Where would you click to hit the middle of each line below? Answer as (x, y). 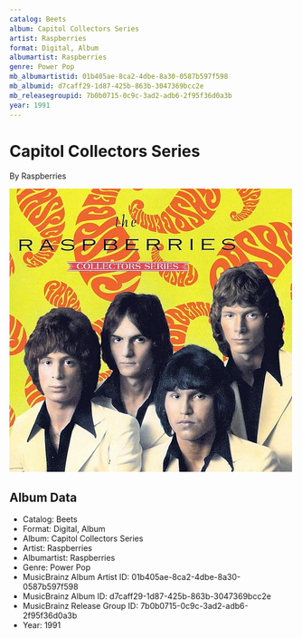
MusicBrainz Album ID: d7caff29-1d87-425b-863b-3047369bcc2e (146, 596)
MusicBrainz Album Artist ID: (76, 577)
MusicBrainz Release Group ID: (80, 606)
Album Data (43, 497)
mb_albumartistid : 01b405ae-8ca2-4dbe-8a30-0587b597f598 (119, 77)
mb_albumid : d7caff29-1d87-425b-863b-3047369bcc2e (107, 86)
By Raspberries (38, 176)
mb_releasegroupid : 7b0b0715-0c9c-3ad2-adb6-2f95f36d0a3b (121, 95)
